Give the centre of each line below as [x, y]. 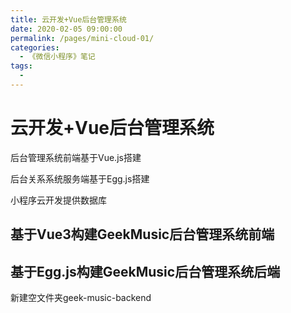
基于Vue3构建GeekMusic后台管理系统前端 [142, 234]
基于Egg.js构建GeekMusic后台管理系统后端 [145, 271]
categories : [35, 47]
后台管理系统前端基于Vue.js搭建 [76, 157]
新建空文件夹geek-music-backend [81, 298]
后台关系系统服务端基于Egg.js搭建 [80, 178]
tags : [21, 66]
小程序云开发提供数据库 [58, 200]
